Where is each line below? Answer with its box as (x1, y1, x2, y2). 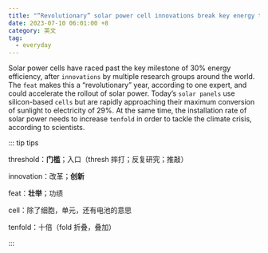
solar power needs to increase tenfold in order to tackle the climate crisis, (8, 114, 253, 124)
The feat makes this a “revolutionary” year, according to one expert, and (8, 81, 247, 90)
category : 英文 (8, 26, 57, 34)
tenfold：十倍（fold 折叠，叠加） (8, 223, 116, 232)
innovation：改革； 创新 (8, 172, 85, 181)
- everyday (15, 42, 52, 49)
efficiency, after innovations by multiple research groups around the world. (8, 72, 255, 81)
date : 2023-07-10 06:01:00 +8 (8, 19, 109, 27)
